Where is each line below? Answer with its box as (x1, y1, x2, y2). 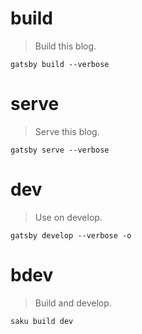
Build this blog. (34, 40, 97, 52)
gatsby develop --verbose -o (10, 230, 132, 241)
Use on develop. (34, 211, 103, 223)
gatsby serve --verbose (10, 145, 110, 155)
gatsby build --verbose (10, 59, 110, 69)
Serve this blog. (34, 125, 100, 137)
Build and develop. (34, 297, 112, 309)
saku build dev (10, 316, 74, 326)
